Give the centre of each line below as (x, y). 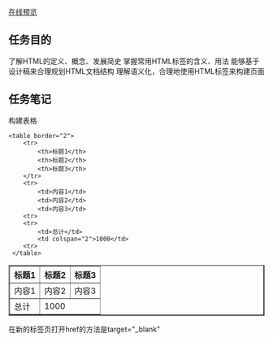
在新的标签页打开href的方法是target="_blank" (84, 329)
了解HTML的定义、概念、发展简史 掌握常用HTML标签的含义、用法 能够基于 (134, 61)
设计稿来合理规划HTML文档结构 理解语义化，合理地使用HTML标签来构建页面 (136, 71)
